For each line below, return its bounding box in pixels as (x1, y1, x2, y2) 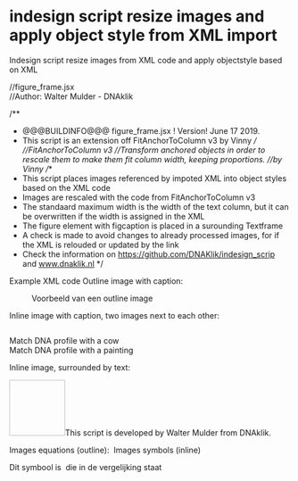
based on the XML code (21, 182, 112, 193)
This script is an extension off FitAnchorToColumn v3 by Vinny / (21, 135, 257, 145)
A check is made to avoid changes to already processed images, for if (21, 229, 279, 240)
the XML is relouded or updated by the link (21, 239, 179, 250)
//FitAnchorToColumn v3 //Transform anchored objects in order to (21, 145, 266, 155)
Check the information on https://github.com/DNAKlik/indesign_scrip (21, 248, 276, 260)
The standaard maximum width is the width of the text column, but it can (21, 201, 289, 211)
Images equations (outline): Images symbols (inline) (9, 444, 202, 455)
